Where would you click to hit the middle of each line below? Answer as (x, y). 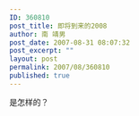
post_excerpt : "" (42, 51)
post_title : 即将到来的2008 (58, 26)
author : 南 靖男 (38, 34)
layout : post (34, 59)
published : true (39, 76)
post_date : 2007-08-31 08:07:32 (69, 42)
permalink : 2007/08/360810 (60, 68)
